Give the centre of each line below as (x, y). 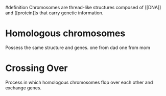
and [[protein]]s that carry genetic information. (54, 13)
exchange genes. (23, 88)
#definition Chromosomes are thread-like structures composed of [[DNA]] (83, 7)
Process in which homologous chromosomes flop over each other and (79, 82)
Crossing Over (37, 68)
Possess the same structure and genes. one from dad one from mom (78, 47)
